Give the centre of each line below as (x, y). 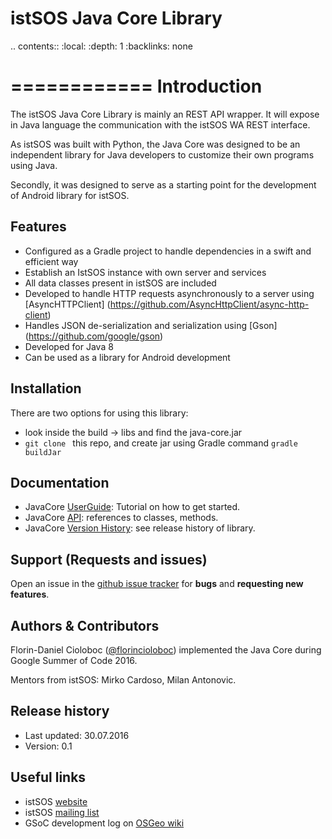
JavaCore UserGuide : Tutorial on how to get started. (132, 507)
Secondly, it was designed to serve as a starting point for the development (163, 184)
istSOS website (56, 801)
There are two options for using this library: (99, 413)
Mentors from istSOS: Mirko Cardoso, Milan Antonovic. (123, 679)
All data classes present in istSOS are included (120, 283)
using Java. (34, 165)
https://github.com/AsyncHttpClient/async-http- (209, 304)
